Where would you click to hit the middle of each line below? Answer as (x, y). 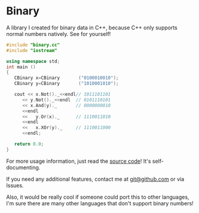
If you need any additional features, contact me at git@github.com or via (95, 179)
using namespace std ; (33, 61)
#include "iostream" (32, 50)
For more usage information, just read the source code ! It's (79, 161)
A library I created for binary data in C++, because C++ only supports (92, 28)
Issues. (15, 185)
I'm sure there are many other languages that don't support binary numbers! (100, 203)
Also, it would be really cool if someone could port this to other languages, (98, 197)
